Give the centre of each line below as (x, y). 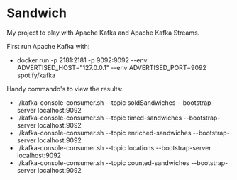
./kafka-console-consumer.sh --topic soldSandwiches (96, 102)
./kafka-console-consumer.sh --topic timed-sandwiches (99, 118)
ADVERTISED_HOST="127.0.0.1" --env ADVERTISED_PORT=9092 (111, 67)
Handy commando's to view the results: (65, 89)
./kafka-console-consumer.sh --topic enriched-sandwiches (104, 133)
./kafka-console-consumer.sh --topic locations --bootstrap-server (114, 147)
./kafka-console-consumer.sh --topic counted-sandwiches (103, 163)
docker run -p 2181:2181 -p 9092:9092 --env (82, 60)
